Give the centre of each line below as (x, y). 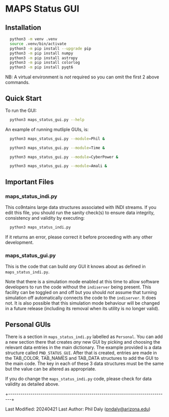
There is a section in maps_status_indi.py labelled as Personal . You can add (84, 337)
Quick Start (23, 98)
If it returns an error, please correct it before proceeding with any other (79, 237)
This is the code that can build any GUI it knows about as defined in (75, 267)
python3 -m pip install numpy (41, 53)
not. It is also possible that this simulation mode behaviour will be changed (82, 303)
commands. (18, 82)
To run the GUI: (21, 110)
